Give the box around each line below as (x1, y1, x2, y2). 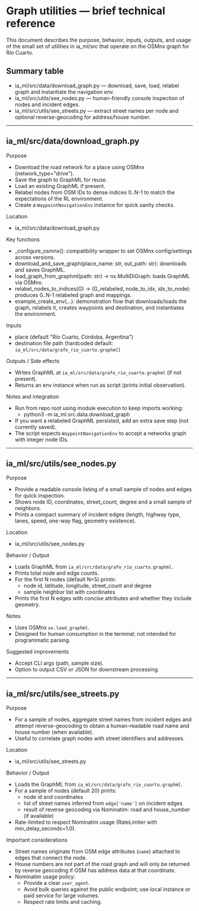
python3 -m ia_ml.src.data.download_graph (23, 410, 130, 418)
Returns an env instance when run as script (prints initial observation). (14, 381, 187, 388)
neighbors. (14, 505, 41, 512)
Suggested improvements (6, 648, 69, 655)
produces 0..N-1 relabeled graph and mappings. (14, 291, 132, 298)
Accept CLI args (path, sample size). (14, 660, 104, 667)
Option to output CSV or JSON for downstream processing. (14, 666, 160, 673)
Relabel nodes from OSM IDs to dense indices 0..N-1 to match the (14, 189, 175, 196)
